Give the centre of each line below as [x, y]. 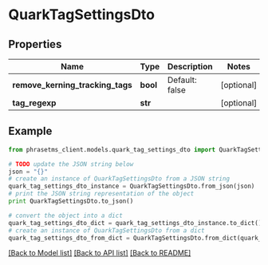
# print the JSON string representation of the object [101, 194]
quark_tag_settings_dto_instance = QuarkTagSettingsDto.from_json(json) [132, 186]
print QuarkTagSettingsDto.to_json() [71, 201]
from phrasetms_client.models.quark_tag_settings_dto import [112, 149]
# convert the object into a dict [66, 216]
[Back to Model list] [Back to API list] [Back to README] [100, 253]
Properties [35, 44]
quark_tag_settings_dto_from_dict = [69, 238]
